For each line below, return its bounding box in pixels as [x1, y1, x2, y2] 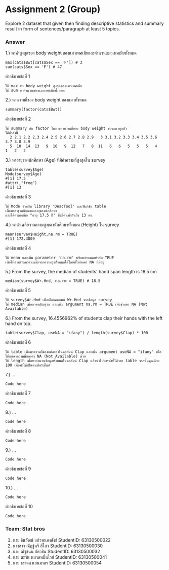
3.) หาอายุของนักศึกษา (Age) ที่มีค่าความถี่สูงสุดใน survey [5, 157, 106, 163]
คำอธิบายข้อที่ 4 [5, 245, 31, 252]
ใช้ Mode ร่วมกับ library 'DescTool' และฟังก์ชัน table [5, 204, 106, 209]
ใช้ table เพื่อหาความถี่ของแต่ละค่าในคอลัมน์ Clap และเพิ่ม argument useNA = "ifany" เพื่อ [5, 349, 162, 354]
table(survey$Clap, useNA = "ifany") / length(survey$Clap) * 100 [5, 331, 148, 336]
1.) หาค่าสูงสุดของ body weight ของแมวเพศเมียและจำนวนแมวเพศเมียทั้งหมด [5, 50, 137, 56]
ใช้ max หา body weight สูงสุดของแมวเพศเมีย [5, 84, 82, 89]
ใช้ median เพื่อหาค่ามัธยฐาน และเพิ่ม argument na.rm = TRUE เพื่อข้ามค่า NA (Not [5, 302, 148, 307]
